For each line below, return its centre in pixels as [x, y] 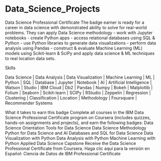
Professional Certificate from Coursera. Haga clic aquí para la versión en [78, 148]
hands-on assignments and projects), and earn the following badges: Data [79, 123]
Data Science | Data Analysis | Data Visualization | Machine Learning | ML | [80, 77]
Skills [10, 68]
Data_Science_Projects [53, 9]
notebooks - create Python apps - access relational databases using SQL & [80, 38]
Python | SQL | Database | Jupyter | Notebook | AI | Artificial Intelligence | [78, 82]
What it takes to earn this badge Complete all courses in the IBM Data [74, 112]
